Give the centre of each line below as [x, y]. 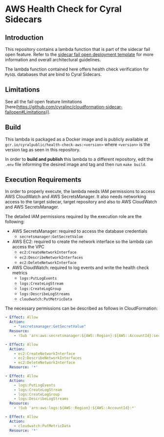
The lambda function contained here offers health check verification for [77, 69]
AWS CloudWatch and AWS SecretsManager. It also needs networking [76, 196]
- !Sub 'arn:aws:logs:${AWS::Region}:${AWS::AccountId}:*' [75, 408]
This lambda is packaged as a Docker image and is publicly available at [77, 139]
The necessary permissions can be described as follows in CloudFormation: [81, 308]
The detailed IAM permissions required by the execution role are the [73, 217]
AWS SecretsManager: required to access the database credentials [80, 231]
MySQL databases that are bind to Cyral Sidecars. [53, 74]
